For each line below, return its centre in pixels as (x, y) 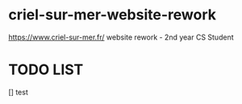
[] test (18, 92)
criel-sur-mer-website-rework (112, 15)
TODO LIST (46, 70)
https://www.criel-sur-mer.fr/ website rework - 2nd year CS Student (121, 37)
